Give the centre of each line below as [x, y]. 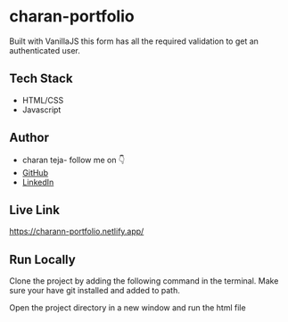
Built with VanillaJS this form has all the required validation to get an [134, 41]
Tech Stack [41, 79]
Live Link [35, 210]
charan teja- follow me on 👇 [74, 160]
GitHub [35, 172]
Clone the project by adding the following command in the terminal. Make [144, 281]
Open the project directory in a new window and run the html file [128, 308]
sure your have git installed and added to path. [95, 291]
